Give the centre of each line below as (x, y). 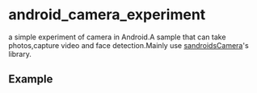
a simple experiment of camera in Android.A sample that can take (117, 37)
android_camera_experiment (107, 15)
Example (31, 79)
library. (20, 54)
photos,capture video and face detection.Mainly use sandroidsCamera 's (128, 45)
